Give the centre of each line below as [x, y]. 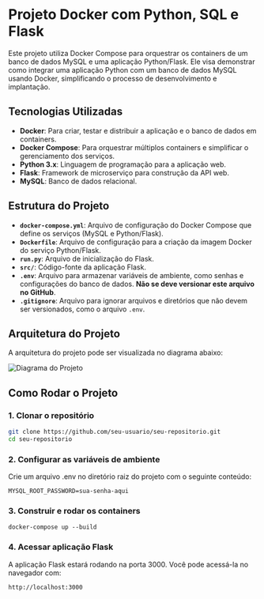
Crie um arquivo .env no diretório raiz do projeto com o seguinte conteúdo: [130, 477]
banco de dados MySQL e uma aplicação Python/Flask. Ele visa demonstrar [132, 62]
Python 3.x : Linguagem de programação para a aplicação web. [123, 164]
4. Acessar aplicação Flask [61, 547]
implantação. [29, 87]
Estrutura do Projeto [59, 206]
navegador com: [35, 573]
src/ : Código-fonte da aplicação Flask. [83, 267]
